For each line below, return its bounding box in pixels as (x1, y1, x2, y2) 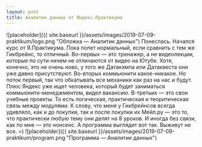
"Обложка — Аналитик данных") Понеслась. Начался (56, 38, 195, 45)
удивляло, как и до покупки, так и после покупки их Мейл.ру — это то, (6, 108, 189, 116)
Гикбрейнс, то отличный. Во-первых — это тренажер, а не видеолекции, (6, 50, 194, 57)
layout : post (6, 8, 39, 15)
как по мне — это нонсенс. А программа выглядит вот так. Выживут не (6, 121, 191, 128)
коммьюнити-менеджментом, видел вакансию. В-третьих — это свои (6, 89, 188, 96)
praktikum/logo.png (6, 38, 55, 45)
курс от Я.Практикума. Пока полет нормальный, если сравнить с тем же (6, 44, 195, 51)
